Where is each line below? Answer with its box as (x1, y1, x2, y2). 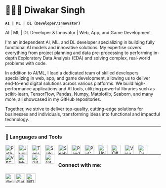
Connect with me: (58, 162, 102, 169)
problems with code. (5, 60, 47, 66)
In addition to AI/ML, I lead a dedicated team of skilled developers (5, 69, 139, 76)
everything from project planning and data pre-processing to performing (5, 50, 153, 56)
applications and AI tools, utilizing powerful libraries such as (33, 85, 155, 91)
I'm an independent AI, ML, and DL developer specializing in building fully (5, 39, 155, 45)
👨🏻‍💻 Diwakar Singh (5, 4, 85, 16)
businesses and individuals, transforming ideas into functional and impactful (5, 111, 161, 117)
